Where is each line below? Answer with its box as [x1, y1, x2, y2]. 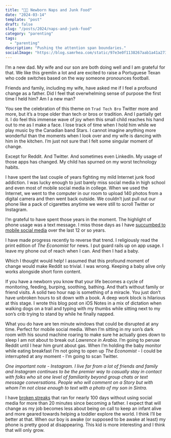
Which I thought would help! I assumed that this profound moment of [5, 258, 150, 264]
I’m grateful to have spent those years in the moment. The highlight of [5, 216, 152, 222]
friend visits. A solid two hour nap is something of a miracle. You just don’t [5, 289, 161, 295]
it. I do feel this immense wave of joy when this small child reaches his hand [5, 116, 164, 122]
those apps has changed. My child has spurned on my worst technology [5, 158, 157, 165]
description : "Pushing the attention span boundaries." [5, 45, 126, 50]
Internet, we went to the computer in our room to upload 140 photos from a [5, 190, 162, 196]
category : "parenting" [5, 31, 53, 36]
